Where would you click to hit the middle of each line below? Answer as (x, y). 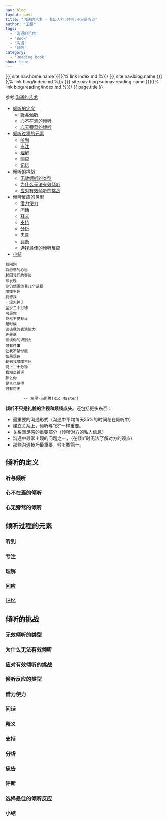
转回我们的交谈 (19, 276)
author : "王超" (21, 24)
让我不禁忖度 (17, 351)
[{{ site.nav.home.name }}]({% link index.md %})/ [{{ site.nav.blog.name (80, 76)
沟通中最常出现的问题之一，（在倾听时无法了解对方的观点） (74, 438)
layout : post (19, 15)
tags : (11, 29)
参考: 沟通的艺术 (22, 97)
